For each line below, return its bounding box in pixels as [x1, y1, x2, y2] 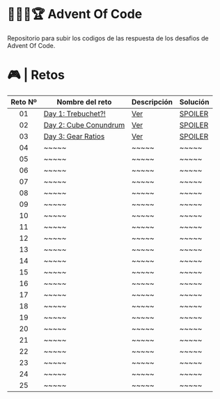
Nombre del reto [56, 97, 112, 107]
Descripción [131, 97, 173, 107]
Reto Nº [10, 97, 37, 107]
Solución [179, 97, 210, 107]
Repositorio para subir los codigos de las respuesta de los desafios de [7, 33, 209, 42]
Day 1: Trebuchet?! [43, 109, 106, 118]
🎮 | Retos [7, 68, 65, 83]
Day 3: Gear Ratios [43, 131, 105, 141]
